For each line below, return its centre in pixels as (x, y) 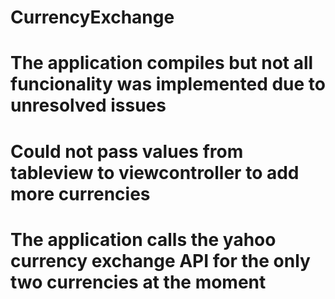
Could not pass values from (127, 151)
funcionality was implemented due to (168, 84)
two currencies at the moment (138, 282)
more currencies (80, 193)
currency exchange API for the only (160, 260)
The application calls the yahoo (143, 239)
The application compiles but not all (162, 63)
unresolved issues (88, 105)
